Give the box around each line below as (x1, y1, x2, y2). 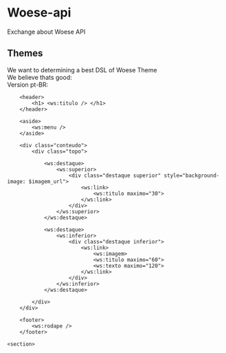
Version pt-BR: (7, 81, 49, 89)
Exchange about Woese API (7, 28, 86, 36)
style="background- (163, 172, 220, 179)
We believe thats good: (7, 73, 72, 81)
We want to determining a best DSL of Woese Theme (7, 65, 157, 74)
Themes (7, 47, 43, 59)
